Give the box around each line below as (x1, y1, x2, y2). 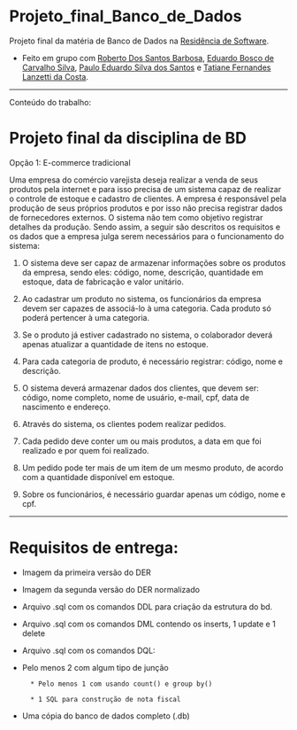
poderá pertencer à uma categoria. (21, 312, 150, 322)
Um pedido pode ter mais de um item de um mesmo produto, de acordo (21, 462, 284, 473)
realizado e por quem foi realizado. (21, 445, 149, 455)
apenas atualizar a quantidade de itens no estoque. (21, 338, 209, 349)
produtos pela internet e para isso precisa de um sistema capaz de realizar (9, 183, 281, 194)
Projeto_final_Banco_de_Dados (9, 6, 242, 27)
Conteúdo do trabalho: (9, 97, 91, 107)
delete (21, 627, 46, 639)
